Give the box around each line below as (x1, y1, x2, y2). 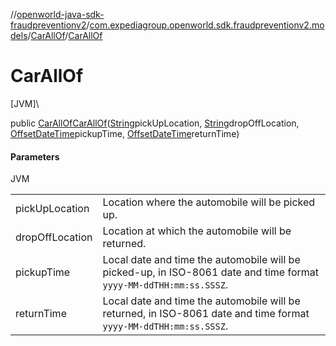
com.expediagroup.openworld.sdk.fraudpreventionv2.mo (89, 19, 325, 31)
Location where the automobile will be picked (102, 195, 316, 209)
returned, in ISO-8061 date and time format (102, 307, 310, 321)
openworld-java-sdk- (16, 9, 105, 20)
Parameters (10, 150, 60, 163)
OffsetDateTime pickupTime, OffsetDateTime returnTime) (10, 127, 240, 139)
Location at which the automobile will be (102, 224, 292, 238)
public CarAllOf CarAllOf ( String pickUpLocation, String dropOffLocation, (10, 117, 300, 129)
